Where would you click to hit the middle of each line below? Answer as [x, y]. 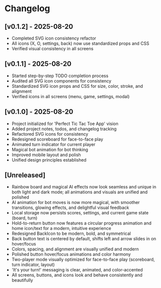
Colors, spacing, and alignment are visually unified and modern [75, 249]
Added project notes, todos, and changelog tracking [64, 129]
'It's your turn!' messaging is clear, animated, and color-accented [77, 270]
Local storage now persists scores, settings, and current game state [80, 213]
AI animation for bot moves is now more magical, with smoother [76, 203]
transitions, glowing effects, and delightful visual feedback [70, 207]
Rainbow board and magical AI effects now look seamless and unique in [84, 187]
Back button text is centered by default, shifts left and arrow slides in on [84, 239]
